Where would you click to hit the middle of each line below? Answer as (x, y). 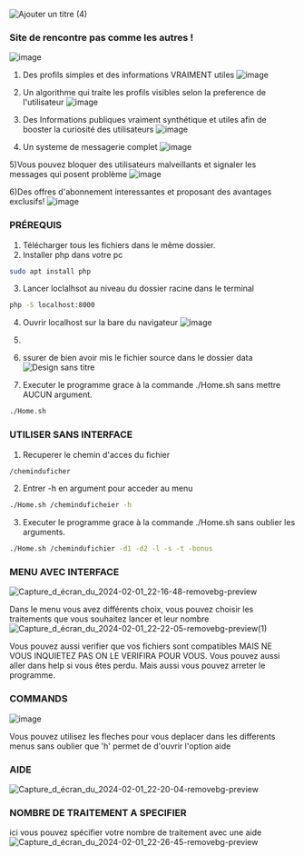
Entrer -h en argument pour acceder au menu (108, 488)
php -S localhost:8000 (52, 305)
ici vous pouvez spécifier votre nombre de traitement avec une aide (136, 832)
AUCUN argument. (57, 394)
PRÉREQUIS (35, 225)
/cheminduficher (40, 471)
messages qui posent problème (69, 174)
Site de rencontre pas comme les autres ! (102, 37)
